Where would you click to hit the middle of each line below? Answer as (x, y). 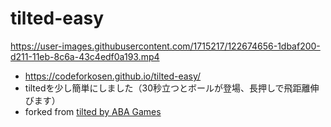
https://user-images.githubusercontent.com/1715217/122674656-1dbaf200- (165, 46)
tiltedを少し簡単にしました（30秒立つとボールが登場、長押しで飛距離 (167, 88)
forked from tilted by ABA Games (93, 111)
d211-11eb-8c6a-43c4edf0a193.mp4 (85, 56)
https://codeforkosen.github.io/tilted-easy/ (113, 76)
